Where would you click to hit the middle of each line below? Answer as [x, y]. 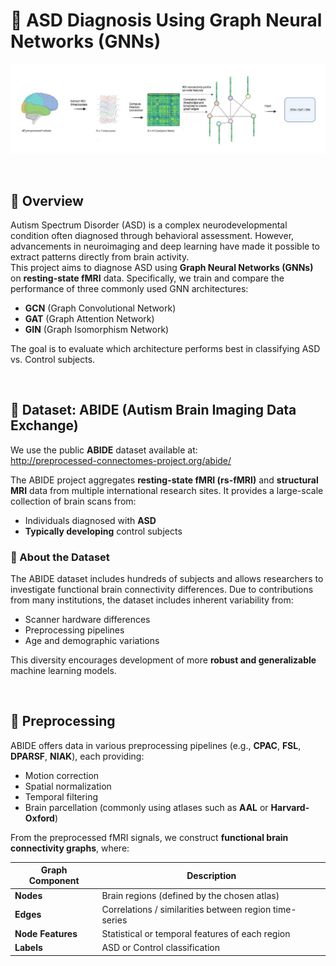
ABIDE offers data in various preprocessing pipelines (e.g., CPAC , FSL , [156, 745]
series [114, 920]
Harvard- [290, 807]
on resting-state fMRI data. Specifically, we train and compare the [147, 278]
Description [211, 875]
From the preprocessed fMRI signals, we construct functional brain [149, 837]
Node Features [46, 934]
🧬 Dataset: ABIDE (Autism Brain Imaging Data [153, 410]
